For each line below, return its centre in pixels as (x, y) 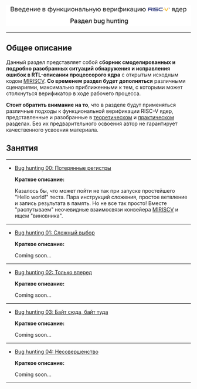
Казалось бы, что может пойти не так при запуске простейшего (95, 190)
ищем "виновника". (39, 216)
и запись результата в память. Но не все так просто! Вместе (91, 203)
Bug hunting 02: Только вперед (53, 272)
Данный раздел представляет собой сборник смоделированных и (91, 62)
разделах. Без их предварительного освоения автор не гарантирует (92, 123)
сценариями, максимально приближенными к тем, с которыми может (94, 87)
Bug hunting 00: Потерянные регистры (63, 168)
